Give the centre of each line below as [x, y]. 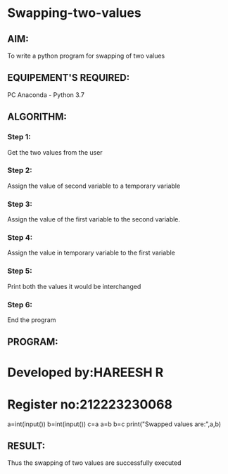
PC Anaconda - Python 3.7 [46, 95]
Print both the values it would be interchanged [74, 286]
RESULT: [26, 446]
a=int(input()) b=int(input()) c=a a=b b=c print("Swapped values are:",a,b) [114, 424]
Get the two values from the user [55, 152]
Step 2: [20, 170]
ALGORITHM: [37, 117]
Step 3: [20, 204]
